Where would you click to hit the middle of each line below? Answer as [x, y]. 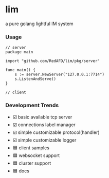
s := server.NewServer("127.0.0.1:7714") [59, 75]
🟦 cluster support [32, 163]
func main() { [21, 70]
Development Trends [32, 105]
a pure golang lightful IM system [39, 24]
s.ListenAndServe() [35, 79]
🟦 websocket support [36, 155]
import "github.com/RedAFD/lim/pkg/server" [53, 61]
